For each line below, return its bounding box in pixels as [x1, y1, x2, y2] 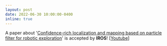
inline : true [5, 16, 33, 21]
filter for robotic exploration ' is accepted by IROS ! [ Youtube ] [5, 35, 130, 41]
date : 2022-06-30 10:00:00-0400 [5, 12, 73, 17]
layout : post [5, 7, 33, 12]
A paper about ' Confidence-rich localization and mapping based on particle [5, 30, 162, 36]
